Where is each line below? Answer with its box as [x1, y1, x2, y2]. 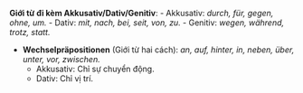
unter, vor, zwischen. [22, 54, 101, 64]
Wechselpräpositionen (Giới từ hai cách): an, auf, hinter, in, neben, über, [22, 44, 295, 55]
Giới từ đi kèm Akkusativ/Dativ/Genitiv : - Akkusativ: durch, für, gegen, [9, 8, 274, 18]
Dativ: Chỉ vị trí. [35, 73, 93, 84]
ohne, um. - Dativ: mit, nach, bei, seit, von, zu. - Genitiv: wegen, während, [9, 17, 285, 28]
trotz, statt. [9, 27, 51, 37]
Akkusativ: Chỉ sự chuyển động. [35, 63, 156, 74]
